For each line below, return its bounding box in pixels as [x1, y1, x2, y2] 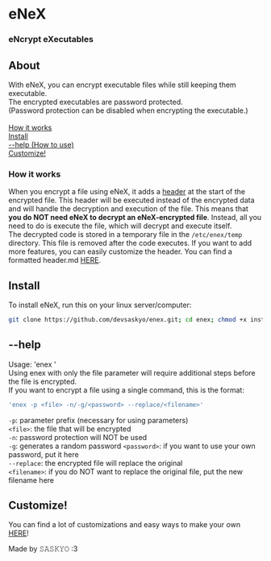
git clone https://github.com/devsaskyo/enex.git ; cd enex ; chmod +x [8, 316, 248, 324]
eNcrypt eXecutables [8, 34, 94, 45]
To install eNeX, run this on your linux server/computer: [8, 300, 192, 310]
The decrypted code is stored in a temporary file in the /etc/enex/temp [8, 230, 243, 239]
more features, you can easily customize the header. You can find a [8, 247, 232, 256]
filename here [8, 475, 55, 484]
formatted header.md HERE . [8, 256, 102, 265]
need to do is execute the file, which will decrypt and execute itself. [8, 221, 232, 231]
